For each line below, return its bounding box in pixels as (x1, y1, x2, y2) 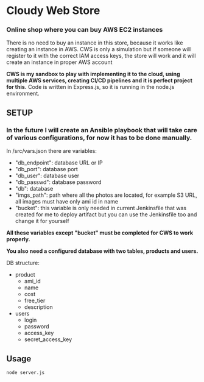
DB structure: (6, 260, 40, 267)
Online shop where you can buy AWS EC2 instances (6, 26, 163, 34)
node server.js (6, 369, 45, 375)
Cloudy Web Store (6, 4, 100, 18)
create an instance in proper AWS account (6, 58, 113, 66)
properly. (6, 236, 30, 243)
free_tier (24, 297, 46, 305)
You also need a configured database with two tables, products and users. (6, 247, 199, 255)
